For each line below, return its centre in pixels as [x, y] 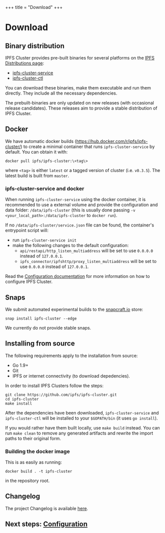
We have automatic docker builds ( [41, 141]
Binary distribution [35, 46]
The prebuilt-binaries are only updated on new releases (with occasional [80, 103]
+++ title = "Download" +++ [34, 7]
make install [19, 403]
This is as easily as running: [34, 462]
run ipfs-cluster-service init [44, 240]
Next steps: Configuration [46, 524]
